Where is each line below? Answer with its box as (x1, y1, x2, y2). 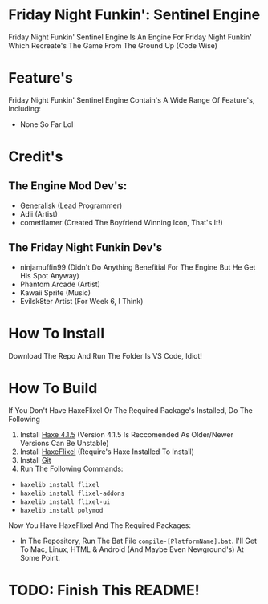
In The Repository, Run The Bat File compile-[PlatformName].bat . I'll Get (19, 536, 258, 545)
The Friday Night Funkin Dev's (8, 241, 163, 254)
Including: (8, 103, 42, 113)
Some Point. (19, 553, 61, 562)
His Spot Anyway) (19, 270, 80, 280)
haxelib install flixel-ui (19, 497, 111, 506)
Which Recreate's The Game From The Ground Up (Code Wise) (8, 40, 218, 50)
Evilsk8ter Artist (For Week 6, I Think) (19, 296, 144, 306)
